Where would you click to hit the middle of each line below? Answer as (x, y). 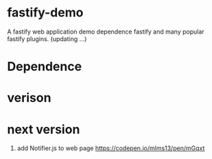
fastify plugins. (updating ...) (47, 38)
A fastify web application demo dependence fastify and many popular (106, 32)
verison (29, 98)
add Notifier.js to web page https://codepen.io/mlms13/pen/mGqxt (111, 148)
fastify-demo (45, 13)
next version (44, 129)
